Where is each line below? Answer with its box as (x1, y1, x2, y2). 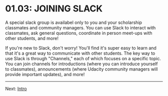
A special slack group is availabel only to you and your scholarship (5, 19, 142, 25)
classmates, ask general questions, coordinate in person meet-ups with (5, 30, 152, 36)
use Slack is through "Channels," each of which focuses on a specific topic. (5, 55, 161, 61)
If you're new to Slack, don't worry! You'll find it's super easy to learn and (5, 45, 156, 51)
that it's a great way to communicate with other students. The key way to (5, 50, 155, 56)
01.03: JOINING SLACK (5, 3, 103, 14)
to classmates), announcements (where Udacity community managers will (5, 66, 158, 72)
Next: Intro (5, 86, 27, 92)
